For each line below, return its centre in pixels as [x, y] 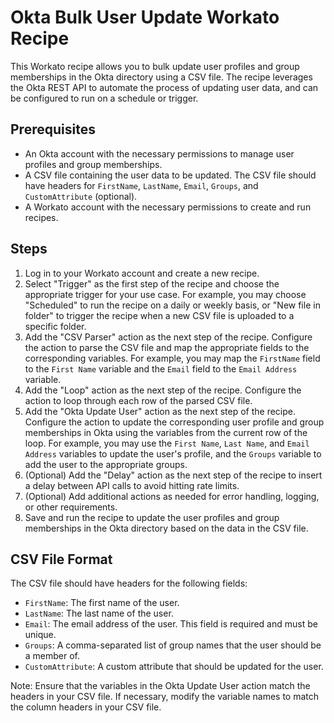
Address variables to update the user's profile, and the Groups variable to [173, 453]
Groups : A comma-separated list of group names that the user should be [173, 645]
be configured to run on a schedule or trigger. [104, 98]
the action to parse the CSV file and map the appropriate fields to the [167, 347]
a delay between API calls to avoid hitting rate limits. [132, 485]
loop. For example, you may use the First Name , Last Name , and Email [167, 443]
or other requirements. [71, 507]
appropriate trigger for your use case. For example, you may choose [165, 294]
